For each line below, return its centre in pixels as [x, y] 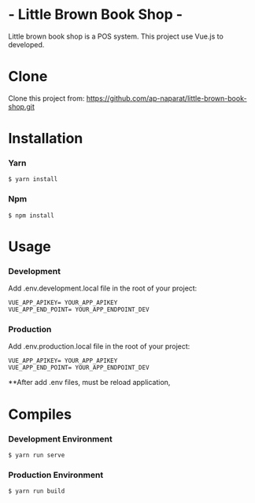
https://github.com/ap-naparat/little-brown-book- [166, 98]
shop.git [22, 106]
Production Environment [56, 475]
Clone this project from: [46, 98]
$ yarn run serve [37, 455]
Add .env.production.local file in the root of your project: [99, 346]
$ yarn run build [37, 491]
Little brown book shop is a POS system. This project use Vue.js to [116, 36]
